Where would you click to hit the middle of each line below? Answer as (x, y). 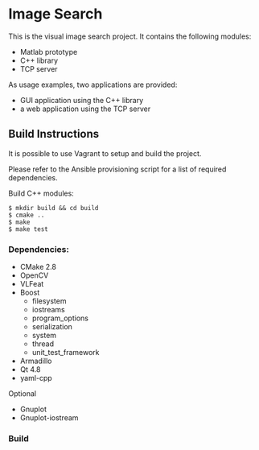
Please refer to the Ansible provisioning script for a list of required (117, 169)
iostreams (49, 310)
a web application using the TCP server (85, 109)
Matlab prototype (49, 52)
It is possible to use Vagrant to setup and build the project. (105, 153)
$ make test (28, 229)
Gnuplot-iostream (49, 418)
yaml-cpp (36, 378)
